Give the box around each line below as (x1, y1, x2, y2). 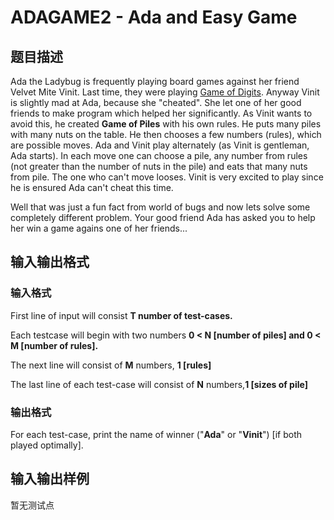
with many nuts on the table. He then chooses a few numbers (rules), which (10, 129, 322, 140)
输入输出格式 (10, 254, 90, 271)
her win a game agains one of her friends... (10, 222, 188, 234)
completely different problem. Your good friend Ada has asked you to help (10, 212, 316, 223)
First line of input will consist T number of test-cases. (10, 309, 233, 321)
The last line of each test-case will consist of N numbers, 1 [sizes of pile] (10, 378, 308, 390)
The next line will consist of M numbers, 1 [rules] (10, 359, 212, 371)
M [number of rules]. (10, 339, 99, 351)
